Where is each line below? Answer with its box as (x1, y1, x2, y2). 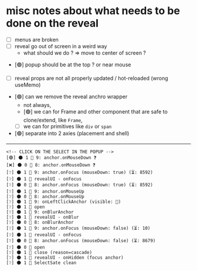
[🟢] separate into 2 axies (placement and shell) (14, 130, 130, 137)
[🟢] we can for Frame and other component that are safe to (23, 108, 168, 115)
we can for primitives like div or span (23, 123, 112, 130)
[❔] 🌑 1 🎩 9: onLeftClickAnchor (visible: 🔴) (6, 199, 121, 205)
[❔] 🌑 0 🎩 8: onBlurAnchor (6, 219, 74, 226)
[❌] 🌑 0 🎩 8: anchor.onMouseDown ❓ (6, 162, 96, 168)
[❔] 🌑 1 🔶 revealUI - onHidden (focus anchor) (6, 255, 124, 261)
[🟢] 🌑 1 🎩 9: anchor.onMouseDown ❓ (6, 155, 97, 161)
